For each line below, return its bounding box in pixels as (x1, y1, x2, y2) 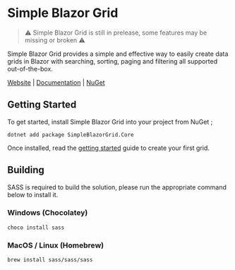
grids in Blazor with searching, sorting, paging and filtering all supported (7, 57, 218, 65)
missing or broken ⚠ (24, 35, 86, 44)
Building (7, 164, 44, 176)
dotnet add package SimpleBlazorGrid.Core (7, 131, 134, 139)
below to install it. (7, 190, 59, 199)
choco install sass (7, 224, 65, 231)
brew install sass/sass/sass (7, 257, 93, 264)
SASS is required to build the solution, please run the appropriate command (7, 182, 227, 192)
